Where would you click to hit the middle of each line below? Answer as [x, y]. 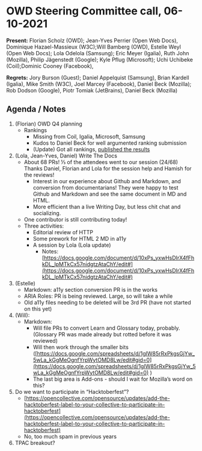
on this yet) [38, 309]
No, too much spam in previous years [70, 436]
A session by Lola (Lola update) [72, 245]
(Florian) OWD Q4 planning [48, 124]
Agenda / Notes [36, 109]
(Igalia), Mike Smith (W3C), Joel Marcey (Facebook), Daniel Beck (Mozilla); [99, 84]
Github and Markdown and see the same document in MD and [110, 194]
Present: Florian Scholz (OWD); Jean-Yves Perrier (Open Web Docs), [92, 40]
